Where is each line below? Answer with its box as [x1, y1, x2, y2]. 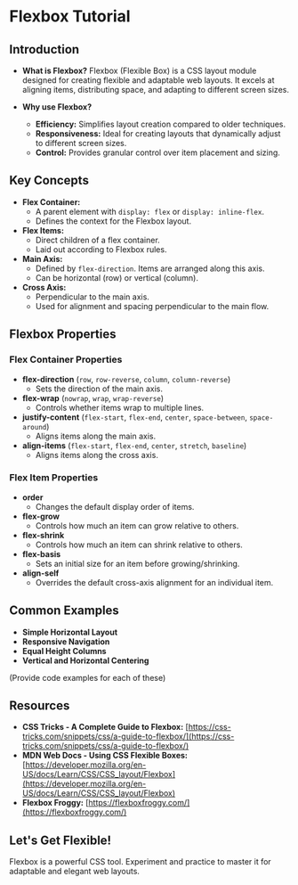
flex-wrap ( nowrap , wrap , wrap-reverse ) [21, 392, 165, 403]
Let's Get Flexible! [9, 832, 112, 848]
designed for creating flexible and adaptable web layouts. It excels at [21, 75, 275, 86]
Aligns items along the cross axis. [35, 449, 158, 460]
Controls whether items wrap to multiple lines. [35, 402, 205, 413]
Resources [9, 698, 70, 713]
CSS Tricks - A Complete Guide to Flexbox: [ [21, 722, 189, 733]
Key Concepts [9, 173, 89, 188]
